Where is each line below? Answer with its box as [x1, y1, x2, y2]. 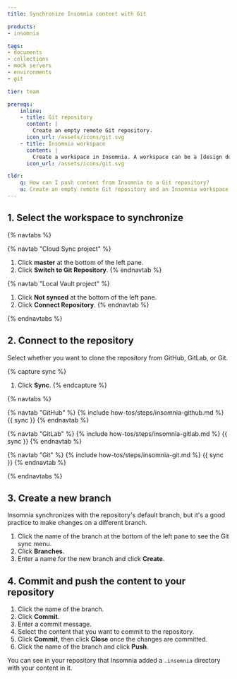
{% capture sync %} [7, 367, 67, 375]
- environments [7, 69, 52, 76]
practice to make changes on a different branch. [7, 519, 147, 527]
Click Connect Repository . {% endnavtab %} [17, 300, 150, 309]
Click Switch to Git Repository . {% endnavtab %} [17, 266, 162, 274]
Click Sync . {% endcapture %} [17, 381, 107, 389]
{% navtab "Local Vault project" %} [7, 279, 111, 288]
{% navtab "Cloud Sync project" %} [7, 244, 111, 253]
